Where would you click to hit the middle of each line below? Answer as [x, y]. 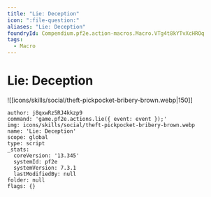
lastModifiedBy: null [45, 174]
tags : [15, 40]
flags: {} [22, 186]
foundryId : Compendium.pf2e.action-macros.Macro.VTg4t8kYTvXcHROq [106, 33]
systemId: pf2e [36, 161]
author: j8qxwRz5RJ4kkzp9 [45, 112]
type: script [26, 143]
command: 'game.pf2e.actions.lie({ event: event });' [87, 119]
